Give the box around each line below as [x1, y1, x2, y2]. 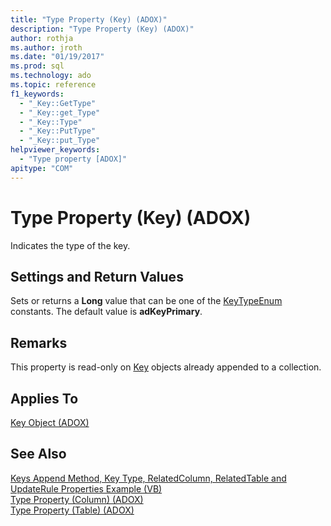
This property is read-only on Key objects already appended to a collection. [10, 361, 322, 373]
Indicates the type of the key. [10, 239, 131, 251]
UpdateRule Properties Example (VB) [10, 482, 163, 495]
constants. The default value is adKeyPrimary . [10, 306, 203, 318]
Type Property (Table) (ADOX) [10, 504, 135, 516]
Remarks [10, 334, 68, 351]
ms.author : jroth [10, 42, 83, 53]
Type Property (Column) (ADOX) [10, 493, 144, 505]
